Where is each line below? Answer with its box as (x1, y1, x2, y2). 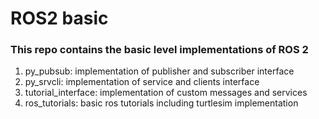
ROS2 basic (10, 7, 109, 30)
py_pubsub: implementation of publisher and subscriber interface (24, 65, 295, 77)
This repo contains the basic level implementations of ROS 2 (10, 43, 309, 57)
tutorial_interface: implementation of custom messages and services (24, 87, 308, 99)
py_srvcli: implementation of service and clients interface (24, 76, 260, 88)
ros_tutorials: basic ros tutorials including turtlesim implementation (24, 97, 299, 109)
